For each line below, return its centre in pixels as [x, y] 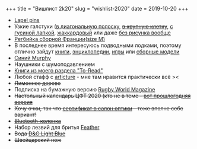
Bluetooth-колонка [38, 121]
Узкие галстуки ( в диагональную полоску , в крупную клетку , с [93, 26]
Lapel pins [27, 20]
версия [23, 102]
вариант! [25, 115]
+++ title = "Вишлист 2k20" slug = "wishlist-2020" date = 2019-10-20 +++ [97, 9]
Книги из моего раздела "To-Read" [58, 70]
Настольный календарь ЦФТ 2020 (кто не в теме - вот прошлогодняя [102, 96]
